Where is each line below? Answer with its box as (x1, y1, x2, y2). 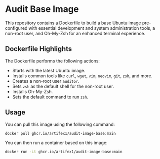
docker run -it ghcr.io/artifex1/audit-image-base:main (5, 150, 122, 155)
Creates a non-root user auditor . (12, 78, 80, 84)
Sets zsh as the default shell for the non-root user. (12, 83, 115, 89)
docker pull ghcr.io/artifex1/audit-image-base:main (5, 131, 116, 136)
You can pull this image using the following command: (5, 121, 115, 127)
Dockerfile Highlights (5, 45, 72, 53)
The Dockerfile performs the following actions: (5, 58, 100, 64)
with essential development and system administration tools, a (28, 25, 156, 31)
